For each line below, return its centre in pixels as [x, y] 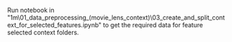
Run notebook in [31, 10]
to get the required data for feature [153, 25]
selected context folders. [43, 32]
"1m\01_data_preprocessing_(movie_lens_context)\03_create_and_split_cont [116, 17]
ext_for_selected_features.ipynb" [55, 25]
